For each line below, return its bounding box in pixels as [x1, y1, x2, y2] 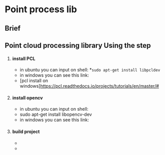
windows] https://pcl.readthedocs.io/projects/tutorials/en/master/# [19, 83, 159, 89]
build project [12, 128, 40, 135]
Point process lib [5, 4, 77, 15]
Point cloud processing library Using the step [5, 41, 151, 49]
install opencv [12, 94, 43, 100]
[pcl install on [19, 77, 48, 84]
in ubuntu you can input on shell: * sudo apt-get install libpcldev [19, 67, 160, 73]
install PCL [12, 55, 36, 62]
